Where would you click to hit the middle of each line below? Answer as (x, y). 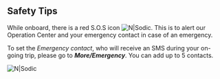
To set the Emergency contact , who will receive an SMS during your (103, 48)
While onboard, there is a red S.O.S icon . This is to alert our (107, 27)
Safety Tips (32, 11)
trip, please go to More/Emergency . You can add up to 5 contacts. (119, 55)
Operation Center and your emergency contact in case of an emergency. (110, 35)
